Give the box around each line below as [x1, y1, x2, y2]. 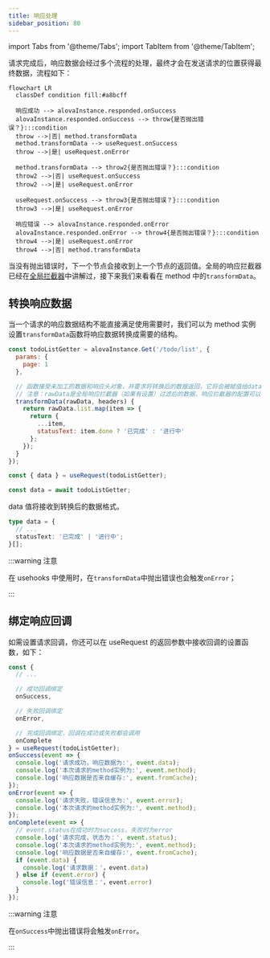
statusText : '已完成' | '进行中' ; [15, 532, 124, 541]
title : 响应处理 [8, 11, 58, 20]
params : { [15, 353, 48, 362]
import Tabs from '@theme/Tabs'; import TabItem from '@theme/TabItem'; [8, 41, 256, 51]
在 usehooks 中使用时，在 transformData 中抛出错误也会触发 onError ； [8, 572, 237, 583]
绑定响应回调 [8, 614, 72, 628]
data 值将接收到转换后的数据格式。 [8, 502, 124, 511]
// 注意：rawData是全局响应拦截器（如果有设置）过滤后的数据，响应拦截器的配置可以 [15, 390, 261, 398]
